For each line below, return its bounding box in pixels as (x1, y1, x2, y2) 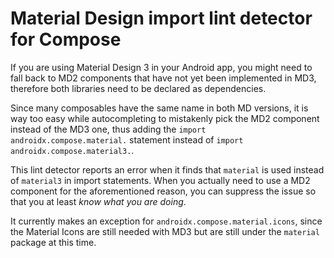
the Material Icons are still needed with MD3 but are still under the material (10, 225, 320, 237)
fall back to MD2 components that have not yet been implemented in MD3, (10, 72, 317, 84)
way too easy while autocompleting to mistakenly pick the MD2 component (10, 112, 320, 124)
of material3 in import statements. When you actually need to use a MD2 (10, 174, 311, 186)
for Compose (10, 28, 122, 51)
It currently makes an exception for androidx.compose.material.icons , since (10, 215, 323, 227)
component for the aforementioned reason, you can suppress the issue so (10, 185, 317, 197)
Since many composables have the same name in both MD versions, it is (10, 102, 309, 114)
